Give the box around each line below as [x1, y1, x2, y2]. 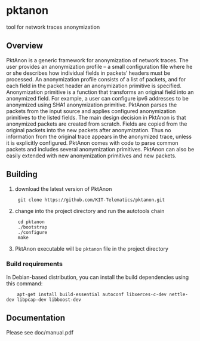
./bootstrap [17, 224, 48, 230]
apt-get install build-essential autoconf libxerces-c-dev [17, 291, 167, 297]
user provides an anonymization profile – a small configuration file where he [6, 63, 193, 70]
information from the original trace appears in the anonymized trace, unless [6, 133, 192, 140]
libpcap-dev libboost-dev [17, 297, 82, 303]
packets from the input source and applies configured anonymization [6, 107, 176, 114]
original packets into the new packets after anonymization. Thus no [6, 126, 171, 133]
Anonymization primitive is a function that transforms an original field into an [6, 88, 194, 96]
